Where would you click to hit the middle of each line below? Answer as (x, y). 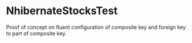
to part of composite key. (36, 33)
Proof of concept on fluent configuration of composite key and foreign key (96, 27)
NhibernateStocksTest (62, 11)
